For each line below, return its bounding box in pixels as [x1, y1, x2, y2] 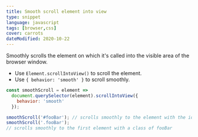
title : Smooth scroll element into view [6, 8, 107, 15]
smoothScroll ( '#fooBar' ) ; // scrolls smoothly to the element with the [6, 114, 186, 121]
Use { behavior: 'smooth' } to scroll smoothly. [14, 76, 130, 83]
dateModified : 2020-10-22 [6, 36, 70, 42]
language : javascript [6, 19, 60, 25]
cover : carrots [6, 31, 44, 36]
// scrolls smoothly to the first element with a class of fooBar [6, 125, 173, 131]
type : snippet [6, 14, 41, 20]
